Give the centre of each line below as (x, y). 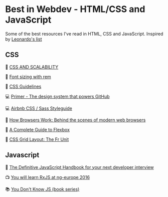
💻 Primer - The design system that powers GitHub (57, 96)
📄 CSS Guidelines (23, 86)
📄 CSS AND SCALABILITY (32, 67)
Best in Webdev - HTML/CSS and (75, 9)
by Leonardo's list (24, 39)
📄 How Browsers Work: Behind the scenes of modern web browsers (75, 120)
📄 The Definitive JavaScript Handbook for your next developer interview (79, 167)
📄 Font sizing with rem (28, 77)
